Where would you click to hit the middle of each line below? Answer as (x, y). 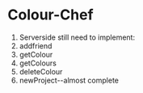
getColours (38, 63)
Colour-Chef (50, 15)
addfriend (36, 45)
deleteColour (41, 71)
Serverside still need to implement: (77, 37)
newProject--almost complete (69, 80)
